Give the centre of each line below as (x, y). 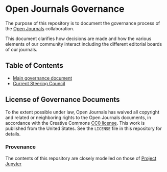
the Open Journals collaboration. (40, 28)
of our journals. (21, 49)
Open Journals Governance (65, 9)
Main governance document (42, 78)
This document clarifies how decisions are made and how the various (78, 39)
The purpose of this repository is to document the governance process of (83, 23)
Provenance (21, 147)
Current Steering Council (39, 83)
